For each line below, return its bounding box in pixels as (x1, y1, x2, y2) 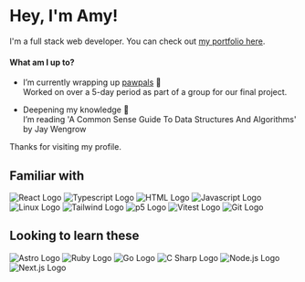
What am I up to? (9, 57, 75, 68)
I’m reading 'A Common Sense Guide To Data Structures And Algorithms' (22, 114, 297, 125)
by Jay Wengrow (22, 124, 87, 135)
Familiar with (9, 168, 85, 183)
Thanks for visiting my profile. (9, 141, 121, 152)
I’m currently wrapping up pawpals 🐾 (22, 77, 162, 88)
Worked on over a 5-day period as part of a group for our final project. (22, 87, 288, 98)
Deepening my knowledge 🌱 (22, 104, 130, 115)
